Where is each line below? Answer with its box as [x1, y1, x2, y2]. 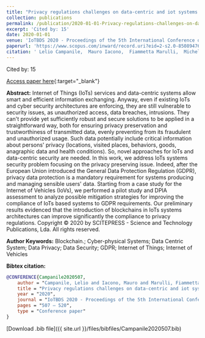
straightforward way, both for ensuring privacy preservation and [6, 122, 168, 129]
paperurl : [6, 43, 32, 50]
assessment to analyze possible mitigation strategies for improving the [6, 193, 184, 200]
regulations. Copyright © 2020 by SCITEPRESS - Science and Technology [6, 219, 193, 226]
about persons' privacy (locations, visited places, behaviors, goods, [6, 141, 177, 149]
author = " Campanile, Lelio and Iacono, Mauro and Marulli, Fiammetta [17, 279, 201, 286]
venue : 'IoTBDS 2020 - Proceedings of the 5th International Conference [6, 37, 195, 43]
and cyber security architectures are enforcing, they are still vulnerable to [6, 102, 191, 109]
